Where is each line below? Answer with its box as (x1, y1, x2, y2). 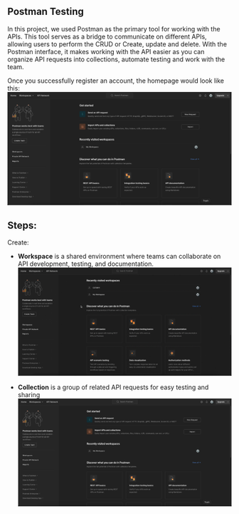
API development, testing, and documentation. (17, 259, 154, 268)
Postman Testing (7, 6, 84, 18)
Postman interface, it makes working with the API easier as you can (7, 47, 205, 56)
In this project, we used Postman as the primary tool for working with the (7, 24, 221, 33)
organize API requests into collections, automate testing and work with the (7, 55, 225, 63)
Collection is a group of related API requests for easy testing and (17, 383, 209, 391)
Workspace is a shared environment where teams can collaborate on (17, 252, 221, 261)
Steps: (7, 219, 37, 231)
